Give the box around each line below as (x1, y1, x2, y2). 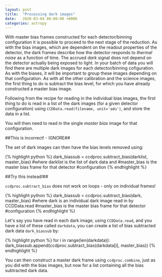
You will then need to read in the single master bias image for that (5, 120, 138, 126)
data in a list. (5, 111, 31, 117)
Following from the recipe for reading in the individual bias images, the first (5, 96, 156, 101)
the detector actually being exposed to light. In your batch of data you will (5, 60, 153, 66)
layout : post (5, 7, 32, 12)
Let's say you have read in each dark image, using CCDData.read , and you (5, 218, 152, 223)
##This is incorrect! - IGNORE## (5, 135, 70, 141)
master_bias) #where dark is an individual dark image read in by (5, 198, 134, 204)
